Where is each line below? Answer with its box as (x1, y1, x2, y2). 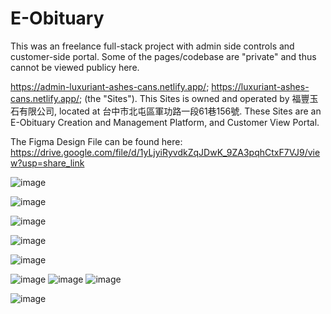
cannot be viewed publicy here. (10, 61, 140, 73)
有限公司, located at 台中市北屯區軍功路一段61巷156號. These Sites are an (18, 105, 322, 117)
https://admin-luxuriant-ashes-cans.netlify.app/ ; (10, 80, 210, 92)
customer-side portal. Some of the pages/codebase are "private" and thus (10, 50, 317, 62)
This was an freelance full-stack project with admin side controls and (10, 40, 295, 52)
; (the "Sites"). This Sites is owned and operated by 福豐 (79, 92, 310, 104)
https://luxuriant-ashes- (211, 80, 310, 92)
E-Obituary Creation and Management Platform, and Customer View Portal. (10, 116, 320, 128)
